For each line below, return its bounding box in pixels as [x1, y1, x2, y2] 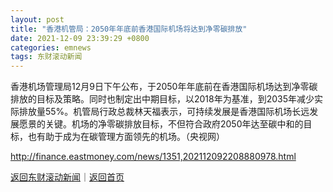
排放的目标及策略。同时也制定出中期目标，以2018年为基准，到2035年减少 [10, 93, 315, 105]
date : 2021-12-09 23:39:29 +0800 [10, 33, 150, 43]
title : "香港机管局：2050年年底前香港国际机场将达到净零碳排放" [10, 24, 248, 34]
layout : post [10, 14, 65, 25]
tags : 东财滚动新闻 [10, 52, 83, 62]
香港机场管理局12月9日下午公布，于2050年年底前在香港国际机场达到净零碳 [10, 81, 318, 93]
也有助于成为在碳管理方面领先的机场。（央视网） [27, 131, 225, 143]
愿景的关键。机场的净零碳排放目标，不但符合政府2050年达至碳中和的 [18, 118, 304, 130]
